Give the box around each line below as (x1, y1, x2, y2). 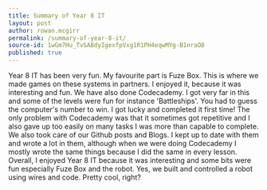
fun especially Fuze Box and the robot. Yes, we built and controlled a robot (8, 164, 253, 173)
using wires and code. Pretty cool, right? (8, 172, 141, 182)
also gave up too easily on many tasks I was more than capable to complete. (8, 121, 259, 131)
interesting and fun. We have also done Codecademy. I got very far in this (8, 88, 249, 97)
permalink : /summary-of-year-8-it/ (8, 34, 127, 42)
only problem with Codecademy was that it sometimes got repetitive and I (8, 113, 251, 122)
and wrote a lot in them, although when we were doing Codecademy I (8, 139, 237, 148)
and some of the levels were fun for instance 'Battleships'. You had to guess (8, 97, 257, 105)
